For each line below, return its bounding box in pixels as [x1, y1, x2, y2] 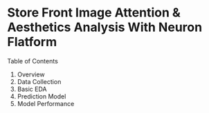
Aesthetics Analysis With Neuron [7, 19, 203, 35]
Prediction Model [17, 92, 66, 101]
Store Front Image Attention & [7, 5, 181, 21]
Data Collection [17, 77, 62, 85]
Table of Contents [7, 56, 59, 65]
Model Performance [17, 99, 75, 107]
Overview [17, 70, 45, 79]
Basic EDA [17, 85, 47, 93]
